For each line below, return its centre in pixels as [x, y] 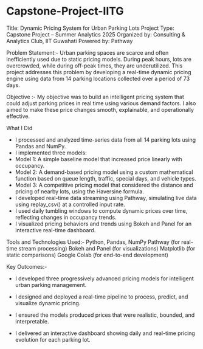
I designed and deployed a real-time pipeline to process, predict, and [101, 297]
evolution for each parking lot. [53, 339]
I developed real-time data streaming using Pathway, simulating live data [106, 198]
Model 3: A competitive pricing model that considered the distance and [104, 185]
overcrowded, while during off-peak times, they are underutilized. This [95, 66]
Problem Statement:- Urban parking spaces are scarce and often [88, 52]
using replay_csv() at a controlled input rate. [70, 204]
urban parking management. [51, 285]
